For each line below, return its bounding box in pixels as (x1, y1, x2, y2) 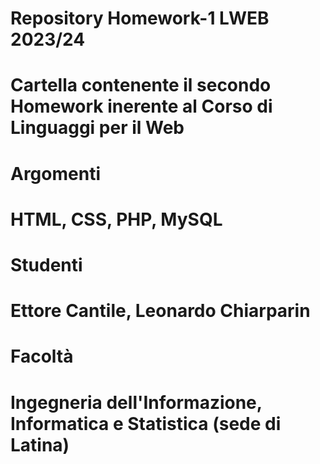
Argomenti (10, 162, 101, 185)
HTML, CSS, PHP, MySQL (10, 208, 223, 231)
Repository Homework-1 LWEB (10, 7, 270, 30)
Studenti (10, 253, 83, 276)
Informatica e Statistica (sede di (10, 412, 282, 435)
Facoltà (10, 345, 74, 368)
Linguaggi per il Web (10, 117, 185, 139)
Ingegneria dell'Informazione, (10, 391, 263, 414)
